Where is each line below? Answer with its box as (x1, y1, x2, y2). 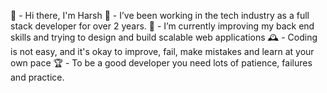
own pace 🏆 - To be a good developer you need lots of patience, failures (10, 57, 313, 69)
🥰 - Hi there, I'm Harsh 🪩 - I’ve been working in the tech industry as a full (10, 10, 310, 21)
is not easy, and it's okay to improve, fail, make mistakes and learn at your (10, 46, 315, 57)
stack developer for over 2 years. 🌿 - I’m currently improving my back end (10, 20, 315, 32)
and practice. (10, 71, 65, 83)
